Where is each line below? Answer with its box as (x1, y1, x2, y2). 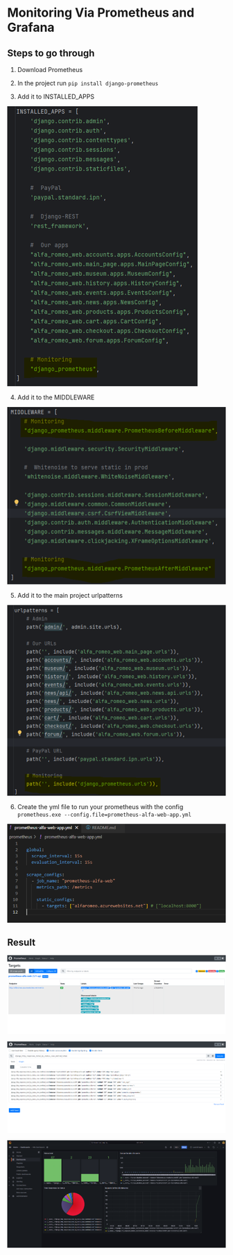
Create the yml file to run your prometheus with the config (17, 802, 184, 811)
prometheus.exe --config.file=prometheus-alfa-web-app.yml (17, 811, 192, 818)
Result (7, 936, 36, 948)
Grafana (7, 19, 55, 35)
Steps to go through (7, 47, 95, 59)
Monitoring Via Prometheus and (7, 5, 195, 21)
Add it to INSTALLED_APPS (17, 92, 95, 101)
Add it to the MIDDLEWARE (17, 393, 95, 401)
